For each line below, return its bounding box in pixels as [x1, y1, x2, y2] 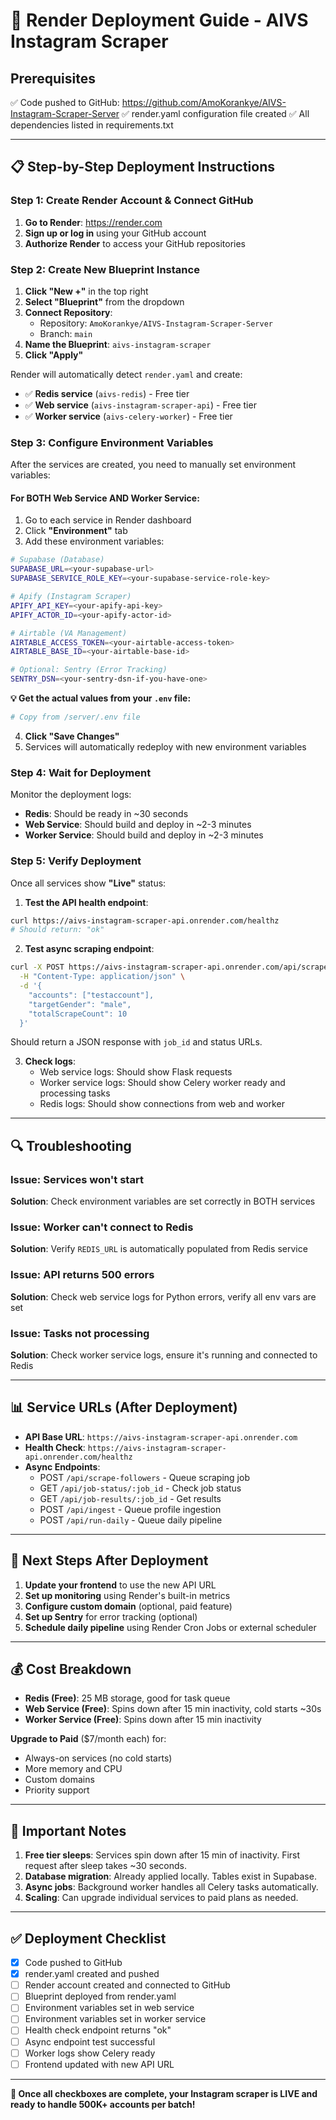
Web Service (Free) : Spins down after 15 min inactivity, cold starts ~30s [24, 1703, 322, 1715]
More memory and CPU [24, 1763, 123, 1775]
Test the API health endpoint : [24, 896, 149, 908]
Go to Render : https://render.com [24, 216, 163, 228]
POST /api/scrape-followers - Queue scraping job [39, 1471, 250, 1483]
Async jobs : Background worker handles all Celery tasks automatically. [24, 1881, 319, 1893]
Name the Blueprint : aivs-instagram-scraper [24, 338, 212, 350]
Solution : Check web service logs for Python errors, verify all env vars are [10, 1290, 317, 1303]
